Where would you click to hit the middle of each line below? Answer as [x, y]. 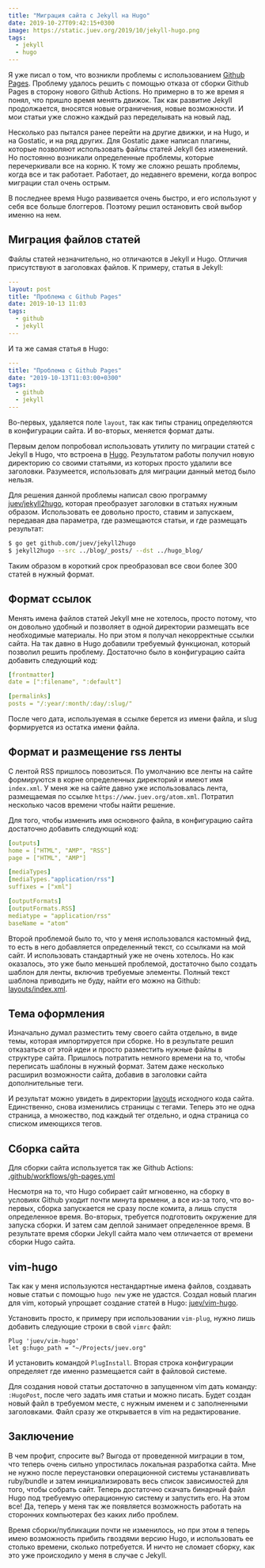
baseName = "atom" [38, 923]
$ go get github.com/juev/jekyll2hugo [72, 543]
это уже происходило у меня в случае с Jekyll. [88, 1555]
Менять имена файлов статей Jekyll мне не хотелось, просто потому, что [132, 618]
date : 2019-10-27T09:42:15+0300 [61, 23]
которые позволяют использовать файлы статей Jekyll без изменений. [128, 149]
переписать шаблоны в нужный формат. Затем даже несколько [116, 1067]
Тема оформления [57, 1013]
